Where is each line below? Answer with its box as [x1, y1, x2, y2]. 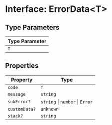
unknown [40, 106, 59, 112]
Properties [5, 62, 39, 70]
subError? [7, 99, 31, 104]
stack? [7, 113, 23, 119]
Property [10, 76, 33, 83]
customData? [7, 106, 36, 112]
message [7, 91, 26, 97]
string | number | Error [40, 98, 93, 105]
